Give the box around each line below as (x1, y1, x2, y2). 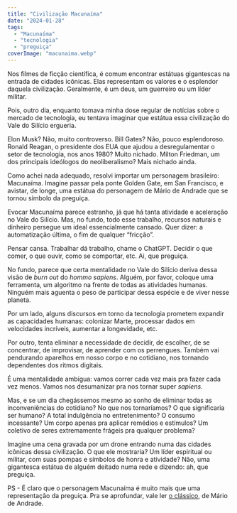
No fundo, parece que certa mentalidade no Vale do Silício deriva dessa (7, 265, 218, 274)
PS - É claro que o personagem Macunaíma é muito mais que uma (7, 484, 201, 492)
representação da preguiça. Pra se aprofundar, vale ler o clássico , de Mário (7, 491, 228, 499)
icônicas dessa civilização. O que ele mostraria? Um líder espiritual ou (7, 447, 212, 455)
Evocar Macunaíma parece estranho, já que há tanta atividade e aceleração (7, 207, 228, 216)
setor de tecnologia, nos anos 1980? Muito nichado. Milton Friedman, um (7, 150, 220, 158)
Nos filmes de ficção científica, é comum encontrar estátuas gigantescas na (7, 69, 231, 78)
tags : (7, 23, 23, 31)
